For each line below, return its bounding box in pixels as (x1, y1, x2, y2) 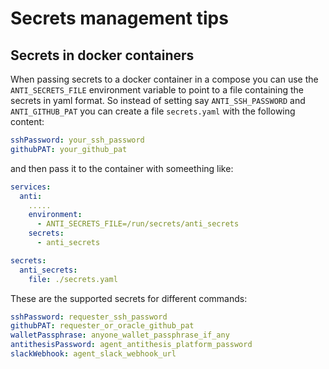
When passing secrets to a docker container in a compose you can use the (10, 73, 319, 85)
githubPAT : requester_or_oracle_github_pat (10, 321, 195, 331)
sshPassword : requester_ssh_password (10, 312, 168, 322)
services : (10, 182, 52, 192)
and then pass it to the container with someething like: (10, 162, 234, 174)
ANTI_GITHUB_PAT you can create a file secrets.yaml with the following (10, 105, 296, 117)
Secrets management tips (10, 7, 229, 30)
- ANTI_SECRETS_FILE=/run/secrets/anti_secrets (36, 219, 240, 229)
